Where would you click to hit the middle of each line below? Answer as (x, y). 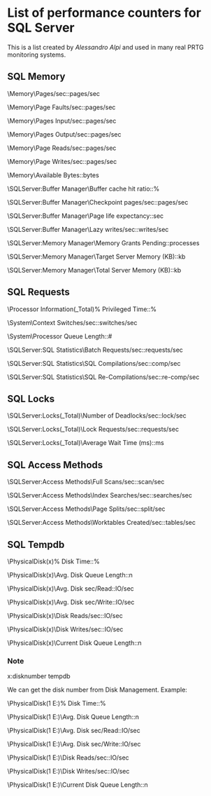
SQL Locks (31, 398)
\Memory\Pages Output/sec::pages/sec (64, 134)
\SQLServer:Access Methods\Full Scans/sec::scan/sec (86, 482)
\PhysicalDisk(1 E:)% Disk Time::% (57, 704)
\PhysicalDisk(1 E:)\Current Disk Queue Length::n (78, 785)
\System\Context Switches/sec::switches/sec (72, 322)
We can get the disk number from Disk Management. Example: (97, 690)
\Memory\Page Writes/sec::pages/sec (62, 161)
